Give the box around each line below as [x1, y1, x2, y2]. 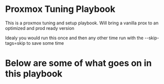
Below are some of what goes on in [5, 58, 152, 69]
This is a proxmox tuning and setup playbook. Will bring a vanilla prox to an [5, 20, 159, 26]
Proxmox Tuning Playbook [5, 3, 116, 15]
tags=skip [5, 40, 26, 46]
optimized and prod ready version [5, 25, 75, 31]
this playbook [5, 68, 63, 80]
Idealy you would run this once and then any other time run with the [5, 35, 144, 41]
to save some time [26, 40, 64, 46]
